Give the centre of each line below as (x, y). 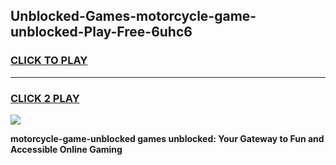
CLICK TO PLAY (49, 61)
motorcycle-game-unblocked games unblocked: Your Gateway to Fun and (167, 138)
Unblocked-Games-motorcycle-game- (133, 16)
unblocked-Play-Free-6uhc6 (101, 32)
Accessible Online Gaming (66, 149)
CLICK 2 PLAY (45, 98)
